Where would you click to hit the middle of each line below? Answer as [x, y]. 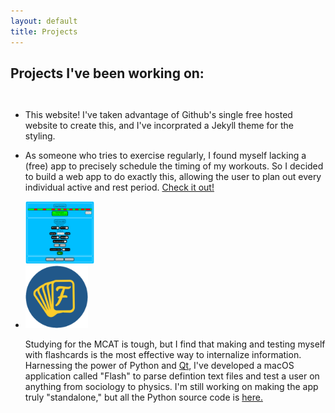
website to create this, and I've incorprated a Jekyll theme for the [159, 126]
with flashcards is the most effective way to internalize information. [163, 355]
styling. [40, 136]
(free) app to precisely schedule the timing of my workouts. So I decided [174, 166]
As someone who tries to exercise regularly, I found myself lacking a [165, 156]
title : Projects [44, 31]
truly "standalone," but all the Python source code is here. [143, 397]
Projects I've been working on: [107, 73]
